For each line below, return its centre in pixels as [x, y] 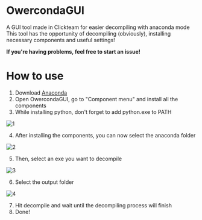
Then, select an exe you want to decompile [68, 159]
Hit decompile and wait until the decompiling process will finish [93, 205]
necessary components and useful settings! [61, 40]
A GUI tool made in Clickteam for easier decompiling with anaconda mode [98, 27]
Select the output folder [44, 182]
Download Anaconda [41, 93]
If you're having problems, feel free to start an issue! [73, 51]
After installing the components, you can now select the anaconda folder [105, 135]
